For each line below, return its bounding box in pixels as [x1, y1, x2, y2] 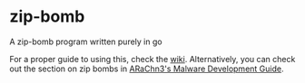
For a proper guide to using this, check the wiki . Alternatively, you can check [9, 53, 296, 64]
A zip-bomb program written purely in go [9, 36, 162, 47]
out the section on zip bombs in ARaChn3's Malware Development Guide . [9, 63, 284, 74]
